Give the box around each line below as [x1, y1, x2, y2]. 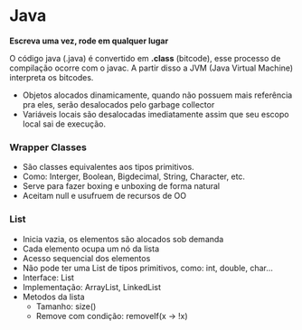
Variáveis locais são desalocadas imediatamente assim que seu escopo [22, 108, 289, 119]
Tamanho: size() [35, 300, 97, 312]
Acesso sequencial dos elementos [22, 252, 151, 263]
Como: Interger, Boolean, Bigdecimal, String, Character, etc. [22, 171, 246, 182]
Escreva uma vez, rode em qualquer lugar [9, 35, 169, 46]
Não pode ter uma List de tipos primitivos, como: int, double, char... [22, 262, 274, 273]
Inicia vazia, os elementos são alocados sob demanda [22, 233, 224, 244]
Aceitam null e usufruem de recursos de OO [22, 191, 187, 202]
